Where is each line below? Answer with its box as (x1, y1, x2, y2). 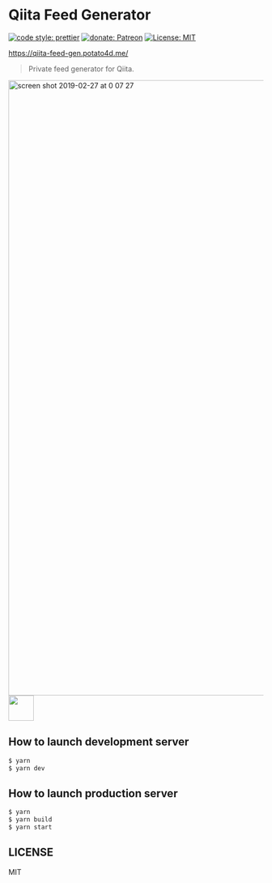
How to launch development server (8, 735, 189, 749)
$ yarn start (8, 823, 53, 832)
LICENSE (8, 846, 54, 859)
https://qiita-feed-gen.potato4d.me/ (8, 48, 129, 58)
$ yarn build (8, 816, 53, 824)
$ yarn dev (8, 764, 45, 772)
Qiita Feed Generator (8, 6, 151, 24)
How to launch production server (8, 787, 178, 800)
